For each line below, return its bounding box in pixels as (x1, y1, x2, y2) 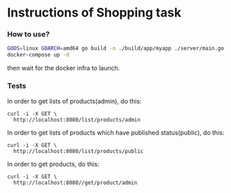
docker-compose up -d (7, 52, 70, 59)
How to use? (7, 30, 50, 39)
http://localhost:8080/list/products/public (13, 148, 144, 154)
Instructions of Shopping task (7, 5, 182, 21)
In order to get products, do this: (7, 160, 100, 168)
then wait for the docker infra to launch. (7, 64, 120, 72)
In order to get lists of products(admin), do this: (7, 96, 142, 105)
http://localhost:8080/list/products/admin (13, 116, 140, 123)
